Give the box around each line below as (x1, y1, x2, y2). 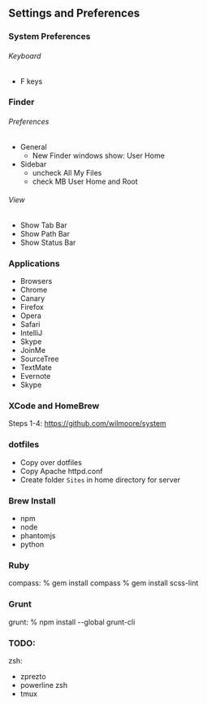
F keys (19, 76, 43, 86)
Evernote (19, 372, 51, 381)
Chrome (19, 285, 48, 295)
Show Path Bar (19, 228, 71, 238)
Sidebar (19, 159, 47, 169)
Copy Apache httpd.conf (19, 466, 103, 476)
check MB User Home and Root (32, 176, 138, 186)
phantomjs (19, 531, 56, 541)
